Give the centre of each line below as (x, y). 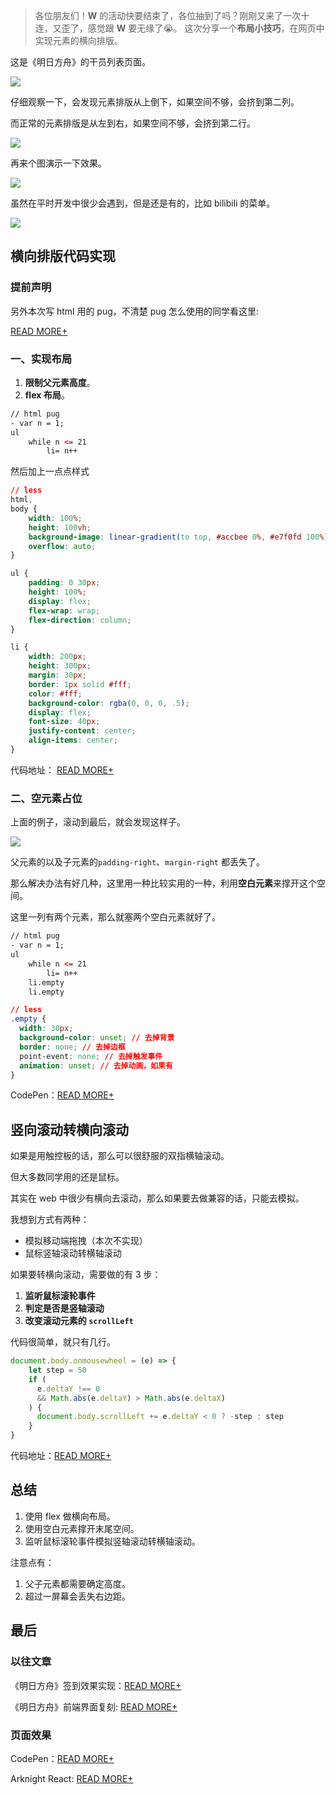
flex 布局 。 (47, 395)
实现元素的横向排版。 (78, 40)
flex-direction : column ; (80, 620)
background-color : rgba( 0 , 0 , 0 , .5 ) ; (109, 703)
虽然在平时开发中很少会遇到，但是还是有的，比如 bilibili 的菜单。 (143, 203)
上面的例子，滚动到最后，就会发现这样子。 (98, 822)
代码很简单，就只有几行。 (63, 1342)
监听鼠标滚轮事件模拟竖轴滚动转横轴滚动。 (112, 1541)
